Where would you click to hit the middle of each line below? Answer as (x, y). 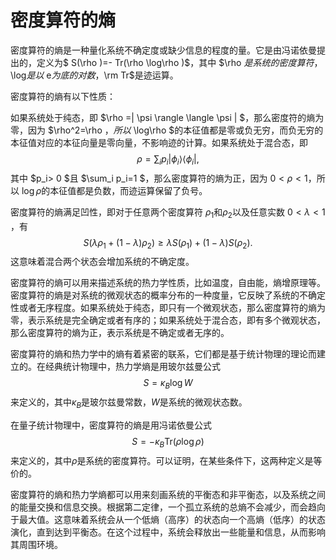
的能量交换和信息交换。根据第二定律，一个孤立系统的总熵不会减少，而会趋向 (168, 507)
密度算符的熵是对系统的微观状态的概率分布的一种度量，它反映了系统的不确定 (168, 295)
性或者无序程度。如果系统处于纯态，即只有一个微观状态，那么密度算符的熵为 (168, 308)
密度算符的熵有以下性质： (63, 96)
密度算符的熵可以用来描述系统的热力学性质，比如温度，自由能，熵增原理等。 (168, 283)
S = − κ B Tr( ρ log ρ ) (168, 442)
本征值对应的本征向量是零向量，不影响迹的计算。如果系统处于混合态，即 (159, 142)
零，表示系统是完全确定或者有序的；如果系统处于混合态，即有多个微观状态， (168, 320)
